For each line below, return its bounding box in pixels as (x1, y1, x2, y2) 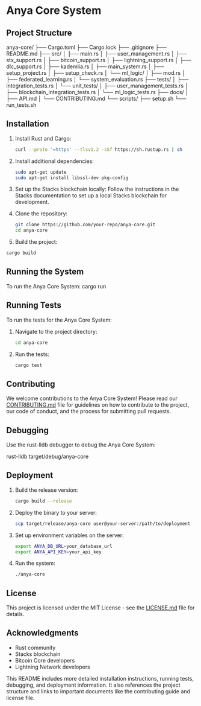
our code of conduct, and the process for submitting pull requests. (6, 408, 172, 415)
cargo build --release (14, 498, 72, 504)
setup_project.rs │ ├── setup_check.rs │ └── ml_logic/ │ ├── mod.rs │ (6, 69, 185, 76)
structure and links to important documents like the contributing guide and (6, 687, 191, 695)
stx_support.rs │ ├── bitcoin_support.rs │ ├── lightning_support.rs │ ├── (6, 57, 191, 63)
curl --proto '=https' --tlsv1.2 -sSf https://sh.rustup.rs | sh (14, 146, 182, 153)
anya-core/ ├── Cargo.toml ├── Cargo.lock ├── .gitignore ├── (6, 43, 167, 51)
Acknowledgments (6, 628, 79, 638)
